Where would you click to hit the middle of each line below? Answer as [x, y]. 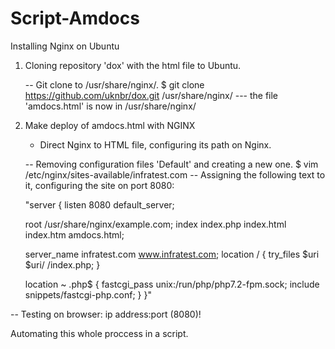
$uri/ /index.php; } [62, 264]
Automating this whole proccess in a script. [99, 333]
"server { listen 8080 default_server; [99, 204]
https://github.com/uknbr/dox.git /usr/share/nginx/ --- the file [151, 95]
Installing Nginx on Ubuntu [65, 46]
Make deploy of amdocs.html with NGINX [110, 125]
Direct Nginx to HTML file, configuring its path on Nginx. [155, 144]
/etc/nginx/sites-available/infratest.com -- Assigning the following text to [175, 174]
